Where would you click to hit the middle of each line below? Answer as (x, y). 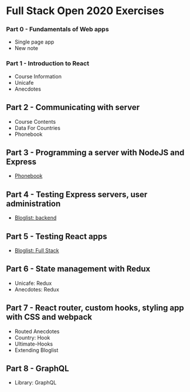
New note (26, 48)
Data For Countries (37, 128)
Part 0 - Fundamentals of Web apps (58, 29)
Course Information (38, 76)
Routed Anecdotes (37, 331)
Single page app (34, 42)
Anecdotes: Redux (37, 289)
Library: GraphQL (35, 383)
